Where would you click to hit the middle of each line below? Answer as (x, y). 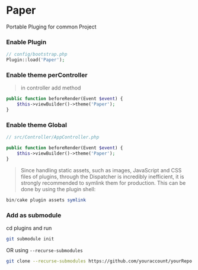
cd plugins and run (29, 228)
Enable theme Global (36, 125)
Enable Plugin (26, 42)
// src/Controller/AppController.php (53, 137)
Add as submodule (34, 215)
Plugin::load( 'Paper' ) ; (36, 60)
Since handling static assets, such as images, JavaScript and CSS (101, 170)
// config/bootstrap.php (37, 54)
